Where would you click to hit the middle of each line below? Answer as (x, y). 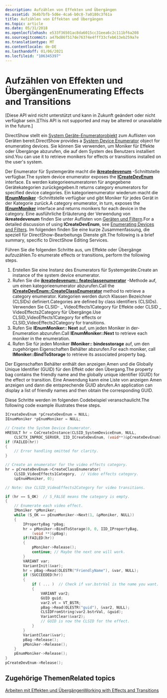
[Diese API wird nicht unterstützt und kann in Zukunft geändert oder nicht (80, 115)
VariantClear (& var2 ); (63, 617)
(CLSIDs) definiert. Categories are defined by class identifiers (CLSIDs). (85, 302)
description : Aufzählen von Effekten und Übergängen (61, 10)
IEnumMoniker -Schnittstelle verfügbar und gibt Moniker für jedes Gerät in (82, 198)
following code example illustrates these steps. (53, 405)
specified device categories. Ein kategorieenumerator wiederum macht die (82, 193)
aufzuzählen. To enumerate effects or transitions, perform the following (78, 255)
